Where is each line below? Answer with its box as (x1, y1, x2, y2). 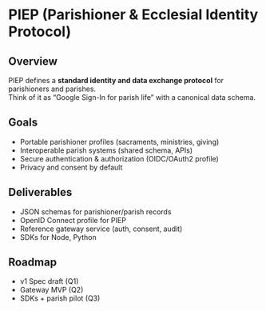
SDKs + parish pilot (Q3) (19, 293, 101, 303)
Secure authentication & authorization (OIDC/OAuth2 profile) (19, 154, 220, 163)
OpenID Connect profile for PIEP (19, 215, 126, 225)
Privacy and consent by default (19, 162, 123, 172)
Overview (8, 54, 58, 68)
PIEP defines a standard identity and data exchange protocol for (8, 76, 224, 85)
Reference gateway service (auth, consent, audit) (19, 224, 183, 233)
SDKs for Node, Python (19, 232, 97, 241)
